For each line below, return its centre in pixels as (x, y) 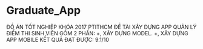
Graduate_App (43, 10)
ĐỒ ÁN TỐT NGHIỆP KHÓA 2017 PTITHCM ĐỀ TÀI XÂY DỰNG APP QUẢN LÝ (101, 27)
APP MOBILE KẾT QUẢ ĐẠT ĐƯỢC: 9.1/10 (58, 39)
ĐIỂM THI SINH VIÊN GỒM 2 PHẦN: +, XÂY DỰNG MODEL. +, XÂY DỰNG (98, 33)
